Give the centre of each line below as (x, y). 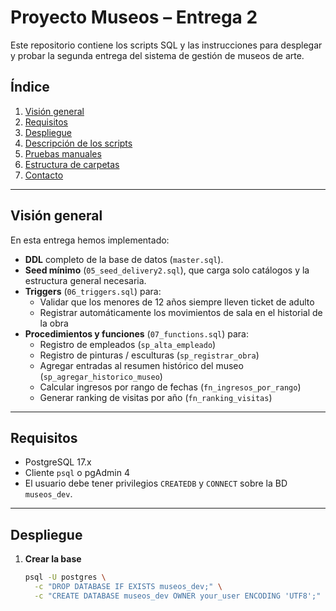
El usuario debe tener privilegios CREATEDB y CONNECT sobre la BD (156, 483)
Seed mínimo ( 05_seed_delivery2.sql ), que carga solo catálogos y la (167, 270)
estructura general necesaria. (85, 280)
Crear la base (53, 559)
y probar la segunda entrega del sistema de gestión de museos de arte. (157, 55)
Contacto (44, 175)
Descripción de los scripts (78, 143)
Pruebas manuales (63, 153)
